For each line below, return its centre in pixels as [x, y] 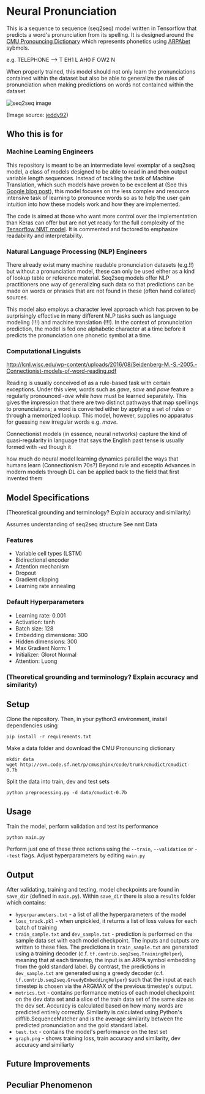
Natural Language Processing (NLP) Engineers [77, 251]
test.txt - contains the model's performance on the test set [91, 1031]
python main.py [26, 838]
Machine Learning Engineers [50, 151]
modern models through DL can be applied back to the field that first [93, 472]
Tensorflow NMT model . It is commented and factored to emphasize [92, 229]
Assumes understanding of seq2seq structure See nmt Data [82, 524]
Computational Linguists [44, 351]
